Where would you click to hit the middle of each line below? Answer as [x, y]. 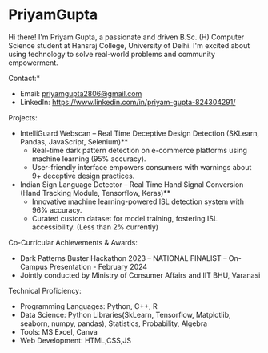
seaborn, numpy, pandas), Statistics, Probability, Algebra [114, 323]
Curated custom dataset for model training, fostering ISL [125, 218]
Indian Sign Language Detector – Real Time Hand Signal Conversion [132, 184]
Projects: [23, 117]
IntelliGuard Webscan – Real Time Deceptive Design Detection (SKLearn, [140, 133]
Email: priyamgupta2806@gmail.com [81, 93]
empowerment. [33, 63]
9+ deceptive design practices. [83, 176]
